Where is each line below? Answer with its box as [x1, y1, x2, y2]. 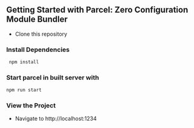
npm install [8, 59, 39, 65]
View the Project [6, 101, 56, 110]
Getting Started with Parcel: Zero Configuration [6, 5, 189, 15]
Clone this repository [15, 30, 68, 37]
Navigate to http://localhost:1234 [15, 115, 97, 123]
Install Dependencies [6, 45, 70, 54]
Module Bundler [6, 14, 68, 25]
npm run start [6, 87, 42, 93]
